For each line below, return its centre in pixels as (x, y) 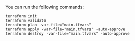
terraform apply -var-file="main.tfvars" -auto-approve (65, 29)
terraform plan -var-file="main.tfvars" (49, 25)
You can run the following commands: (45, 7)
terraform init (21, 16)
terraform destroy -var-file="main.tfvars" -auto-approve (67, 34)
